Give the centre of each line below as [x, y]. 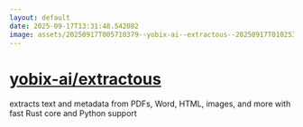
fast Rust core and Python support [73, 113]
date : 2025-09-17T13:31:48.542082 [74, 26]
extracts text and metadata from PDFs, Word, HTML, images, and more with [150, 104]
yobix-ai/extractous [86, 79]
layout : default [40, 18]
